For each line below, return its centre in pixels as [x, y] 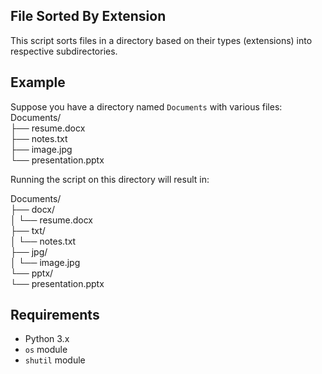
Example [38, 82]
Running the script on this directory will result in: [110, 179]
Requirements [55, 315]
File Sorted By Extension [88, 16]
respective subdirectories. [64, 51]
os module [46, 350]
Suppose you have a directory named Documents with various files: [146, 106]
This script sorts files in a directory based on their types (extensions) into [161, 40]
